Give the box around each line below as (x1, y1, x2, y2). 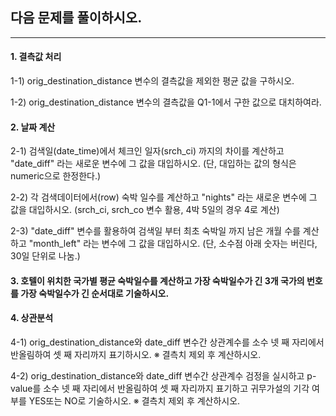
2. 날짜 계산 (10, 121, 56, 133)
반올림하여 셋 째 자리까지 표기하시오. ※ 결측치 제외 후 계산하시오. (10, 349, 262, 361)
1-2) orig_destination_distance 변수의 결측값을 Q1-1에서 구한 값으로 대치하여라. (10, 96, 322, 108)
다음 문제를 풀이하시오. (10, 9, 143, 27)
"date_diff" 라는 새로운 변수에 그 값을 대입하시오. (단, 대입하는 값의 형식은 (10, 158, 297, 170)
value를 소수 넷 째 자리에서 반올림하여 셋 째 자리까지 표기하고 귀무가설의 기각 (10, 383, 310, 395)
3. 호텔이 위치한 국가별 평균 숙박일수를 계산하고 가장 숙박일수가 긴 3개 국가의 (10, 274, 305, 287)
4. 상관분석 (10, 312, 54, 324)
